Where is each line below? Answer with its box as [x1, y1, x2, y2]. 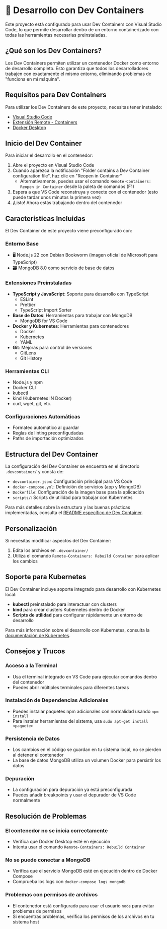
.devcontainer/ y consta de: [5, 469, 64, 475]
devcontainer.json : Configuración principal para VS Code [12, 478, 132, 484]
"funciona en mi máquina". [5, 76, 60, 82]
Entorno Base [5, 240, 39, 247]
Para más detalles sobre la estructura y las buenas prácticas [5, 504, 131, 511]
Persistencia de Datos [5, 735, 60, 742]
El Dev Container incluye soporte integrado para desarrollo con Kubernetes [5, 586, 161, 592]
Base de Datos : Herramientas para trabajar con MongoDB [12, 312, 133, 318]
